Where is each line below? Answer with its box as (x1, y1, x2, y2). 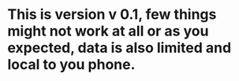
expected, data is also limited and (7, 39, 232, 57)
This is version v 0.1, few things (7, 6, 217, 24)
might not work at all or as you (7, 22, 209, 40)
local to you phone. (7, 56, 136, 74)
